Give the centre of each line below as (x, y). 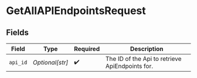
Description (147, 49)
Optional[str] (51, 62)
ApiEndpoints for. (129, 66)
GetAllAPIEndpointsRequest (76, 11)
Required (87, 49)
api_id (18, 62)
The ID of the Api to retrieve (143, 59)
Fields (18, 33)
